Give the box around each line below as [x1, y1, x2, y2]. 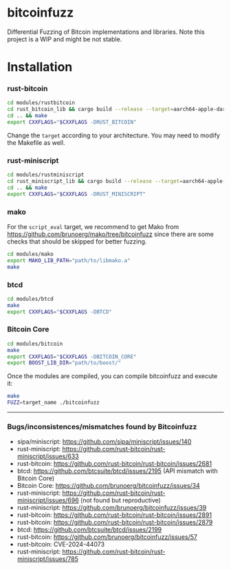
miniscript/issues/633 [16, 452, 79, 460]
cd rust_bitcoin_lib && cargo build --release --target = [7, 106, 174, 113]
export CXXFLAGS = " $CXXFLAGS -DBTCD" [7, 308, 112, 315]
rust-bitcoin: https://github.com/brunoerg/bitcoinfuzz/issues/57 [16, 533, 198, 541]
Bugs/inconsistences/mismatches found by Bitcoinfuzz [7, 422, 197, 432]
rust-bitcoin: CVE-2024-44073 [16, 540, 105, 549]
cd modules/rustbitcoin [7, 99, 76, 106]
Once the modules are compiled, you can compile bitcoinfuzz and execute [7, 372, 218, 380]
